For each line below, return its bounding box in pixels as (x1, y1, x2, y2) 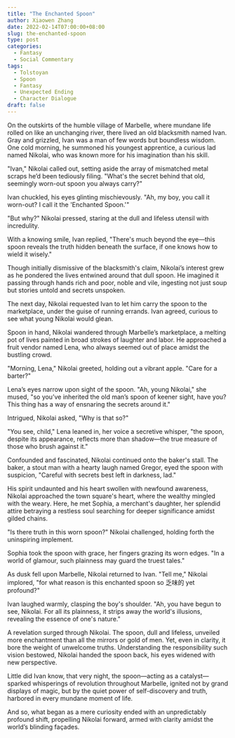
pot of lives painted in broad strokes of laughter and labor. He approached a (7, 335, 227, 344)
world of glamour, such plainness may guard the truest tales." (7, 556, 185, 565)
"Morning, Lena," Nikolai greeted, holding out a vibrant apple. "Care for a (7, 364, 217, 372)
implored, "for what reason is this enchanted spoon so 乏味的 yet (7, 578, 195, 586)
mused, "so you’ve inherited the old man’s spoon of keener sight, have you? (7, 393, 227, 401)
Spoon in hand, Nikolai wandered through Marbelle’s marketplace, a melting (7, 328, 227, 336)
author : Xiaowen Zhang (7, 17, 74, 24)
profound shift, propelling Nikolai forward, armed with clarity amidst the (7, 715, 214, 723)
